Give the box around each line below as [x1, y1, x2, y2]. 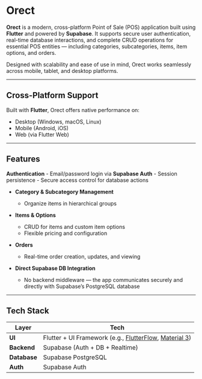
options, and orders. [6, 49, 57, 56]
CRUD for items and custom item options [23, 223, 125, 230]
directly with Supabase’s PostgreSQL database [23, 283, 140, 290]
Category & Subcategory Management [14, 188, 114, 195]
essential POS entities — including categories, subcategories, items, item [6, 43, 188, 50]
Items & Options [14, 211, 56, 219]
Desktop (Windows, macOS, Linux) [14, 118, 102, 125]
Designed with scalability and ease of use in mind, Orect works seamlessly [6, 61, 191, 68]
